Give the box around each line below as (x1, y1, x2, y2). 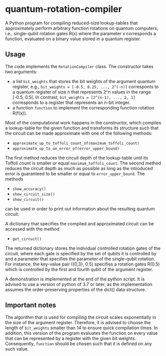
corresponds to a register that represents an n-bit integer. (12, 99, 131, 105)
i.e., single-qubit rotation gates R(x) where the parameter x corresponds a (5, 30, 157, 36)
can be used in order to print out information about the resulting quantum (5, 205, 155, 212)
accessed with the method (5, 226, 60, 232)
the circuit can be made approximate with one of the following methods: (5, 130, 153, 136)
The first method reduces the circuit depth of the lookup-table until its (5, 155, 148, 161)
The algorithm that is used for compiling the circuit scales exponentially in (5, 314, 157, 320)
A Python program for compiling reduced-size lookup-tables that (5, 20, 138, 26)
